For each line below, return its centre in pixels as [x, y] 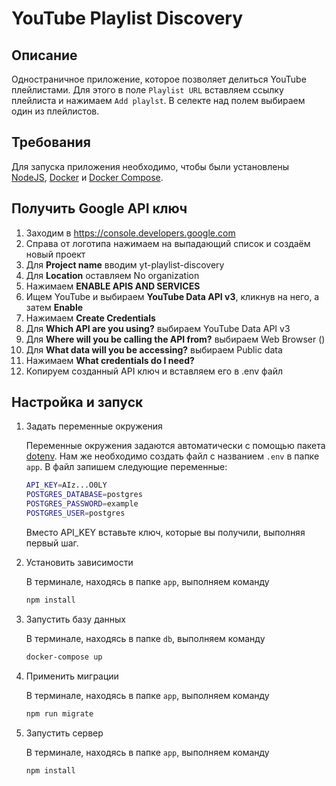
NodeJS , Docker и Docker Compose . [87, 177]
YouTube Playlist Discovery [127, 18]
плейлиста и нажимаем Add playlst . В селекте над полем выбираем [158, 100]
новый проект [55, 254]
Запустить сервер [64, 733]
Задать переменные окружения [94, 426]
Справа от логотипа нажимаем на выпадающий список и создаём [168, 243]
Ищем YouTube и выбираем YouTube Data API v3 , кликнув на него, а [172, 296]
